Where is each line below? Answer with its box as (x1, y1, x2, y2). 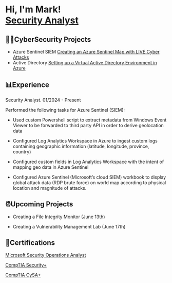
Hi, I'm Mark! (5, 4, 62, 15)
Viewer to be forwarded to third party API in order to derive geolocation (12, 122, 164, 128)
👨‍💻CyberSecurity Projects (5, 35, 91, 44)
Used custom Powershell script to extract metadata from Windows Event (12, 117, 167, 123)
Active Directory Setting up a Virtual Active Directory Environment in (12, 60, 158, 65)
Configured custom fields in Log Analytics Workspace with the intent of (12, 158, 164, 165)
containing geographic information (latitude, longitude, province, (12, 143, 149, 149)
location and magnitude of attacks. (12, 185, 87, 191)
